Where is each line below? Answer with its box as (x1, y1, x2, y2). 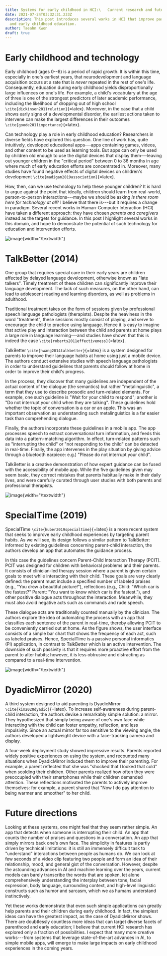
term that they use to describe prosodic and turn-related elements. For (5, 389, 150, 395)
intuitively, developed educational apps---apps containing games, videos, (5, 142, 157, 148)
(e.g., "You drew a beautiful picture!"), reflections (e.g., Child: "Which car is (5, 583, 160, 589)
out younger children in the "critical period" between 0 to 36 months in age (5, 158, 159, 164)
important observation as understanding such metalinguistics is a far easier (5, 410, 160, 416)
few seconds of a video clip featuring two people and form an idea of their (5, 856, 158, 862)
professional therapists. (5, 482, 54, 488)
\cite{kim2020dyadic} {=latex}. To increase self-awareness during (5, 706, 140, 712)
